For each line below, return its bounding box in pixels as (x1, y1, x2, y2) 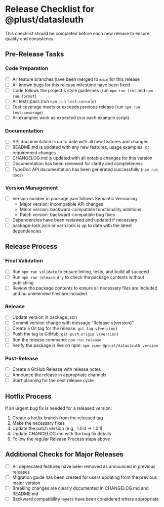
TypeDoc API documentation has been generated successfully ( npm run (12, 166, 158, 172)
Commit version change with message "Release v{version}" (12, 320, 134, 326)
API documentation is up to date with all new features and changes (12, 139, 149, 145)
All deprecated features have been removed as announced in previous (12, 463, 156, 469)
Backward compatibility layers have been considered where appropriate (12, 496, 159, 502)
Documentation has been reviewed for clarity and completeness (12, 161, 143, 167)
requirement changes (12, 150, 56, 156)
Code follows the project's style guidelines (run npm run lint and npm (12, 87, 153, 93)
